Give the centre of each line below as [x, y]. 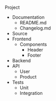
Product [28, 77]
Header [35, 50]
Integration [31, 93]
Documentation [28, 17]
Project [12, 7]
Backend [21, 60]
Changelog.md [35, 28]
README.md [33, 23]
